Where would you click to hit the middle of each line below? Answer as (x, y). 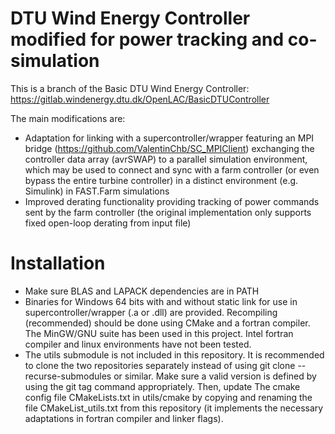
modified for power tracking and (147, 39)
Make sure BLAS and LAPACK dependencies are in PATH (142, 291)
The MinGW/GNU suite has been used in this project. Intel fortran (159, 333)
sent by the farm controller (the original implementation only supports (168, 212)
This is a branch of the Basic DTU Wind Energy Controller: (130, 88)
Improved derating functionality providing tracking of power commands (172, 201)
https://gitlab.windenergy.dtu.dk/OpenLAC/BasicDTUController (140, 99)
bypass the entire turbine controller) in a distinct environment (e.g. (161, 180)
